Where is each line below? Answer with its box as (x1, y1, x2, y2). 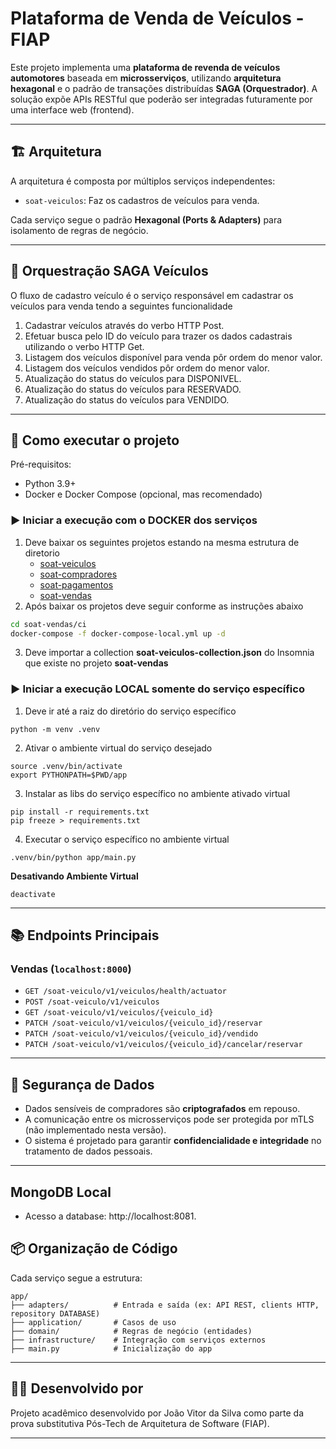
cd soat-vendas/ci (10, 619, 87, 629)
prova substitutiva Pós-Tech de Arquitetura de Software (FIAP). (10, 1417, 270, 1429)
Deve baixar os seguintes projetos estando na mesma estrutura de (24, 536, 300, 548)
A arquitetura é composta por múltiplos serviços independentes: (10, 175, 276, 187)
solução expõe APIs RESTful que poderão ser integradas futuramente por (10, 93, 313, 105)
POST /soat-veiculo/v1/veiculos (24, 997, 160, 1007)
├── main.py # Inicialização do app (10, 1343, 213, 1354)
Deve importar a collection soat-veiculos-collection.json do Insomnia (24, 647, 315, 659)
